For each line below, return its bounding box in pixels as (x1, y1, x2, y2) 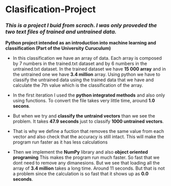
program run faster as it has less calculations (12, 139, 108, 145)
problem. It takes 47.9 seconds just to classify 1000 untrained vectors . (12, 119, 164, 125)
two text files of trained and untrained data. (5, 28, 117, 35)
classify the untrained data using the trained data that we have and (12, 77, 154, 83)
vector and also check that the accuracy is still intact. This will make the (12, 134, 164, 140)
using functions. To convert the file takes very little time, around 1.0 (12, 98, 155, 104)
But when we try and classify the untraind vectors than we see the (12, 113, 155, 119)
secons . (12, 103, 31, 109)
